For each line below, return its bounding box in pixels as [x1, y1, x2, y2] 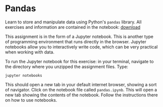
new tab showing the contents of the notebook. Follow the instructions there [5, 92, 158, 98]
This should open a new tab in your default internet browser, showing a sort [5, 81, 157, 88]
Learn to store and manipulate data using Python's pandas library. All [5, 19, 142, 25]
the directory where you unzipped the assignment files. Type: [5, 64, 128, 70]
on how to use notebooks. [5, 97, 57, 103]
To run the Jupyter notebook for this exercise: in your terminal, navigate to [5, 58, 154, 64]
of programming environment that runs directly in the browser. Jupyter [5, 38, 146, 44]
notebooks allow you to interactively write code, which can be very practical [5, 44, 158, 50]
